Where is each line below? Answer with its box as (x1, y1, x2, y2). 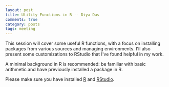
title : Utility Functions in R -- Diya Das (5, 12, 100, 17)
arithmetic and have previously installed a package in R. (5, 67, 123, 73)
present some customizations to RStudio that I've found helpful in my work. (5, 51, 164, 57)
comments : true (5, 17, 38, 22)
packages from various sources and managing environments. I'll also (5, 46, 151, 52)
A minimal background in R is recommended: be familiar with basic (5, 61, 146, 67)
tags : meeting (5, 26, 36, 32)
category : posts (5, 21, 40, 27)
